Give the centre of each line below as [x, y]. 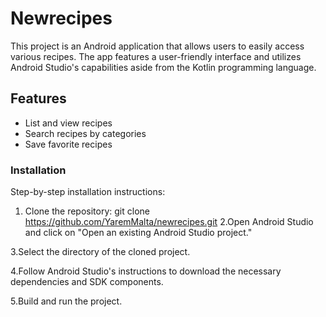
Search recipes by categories [85, 133]
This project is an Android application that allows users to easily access [157, 46]
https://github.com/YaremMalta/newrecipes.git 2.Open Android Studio [169, 222]
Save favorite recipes [68, 144]
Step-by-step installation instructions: [88, 192]
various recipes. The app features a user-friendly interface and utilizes [156, 56]
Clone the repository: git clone [87, 211]
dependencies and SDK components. [87, 282]
